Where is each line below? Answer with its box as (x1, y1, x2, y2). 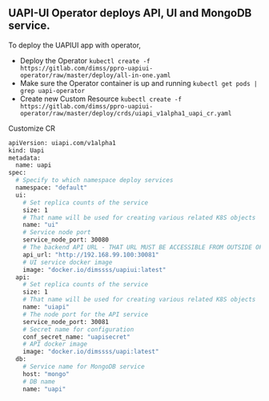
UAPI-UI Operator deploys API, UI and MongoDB (8, 6, 252, 20)
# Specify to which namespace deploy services (15, 176, 174, 184)
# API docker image (22, 340, 88, 348)
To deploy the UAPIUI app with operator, (8, 40, 142, 50)
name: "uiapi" (22, 303, 70, 311)
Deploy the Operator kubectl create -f (19, 55, 151, 65)
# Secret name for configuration (22, 325, 134, 334)
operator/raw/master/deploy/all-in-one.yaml (19, 71, 171, 79)
